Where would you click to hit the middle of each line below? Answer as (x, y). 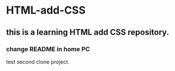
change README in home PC (48, 49)
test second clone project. (38, 62)
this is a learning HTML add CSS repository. (88, 32)
